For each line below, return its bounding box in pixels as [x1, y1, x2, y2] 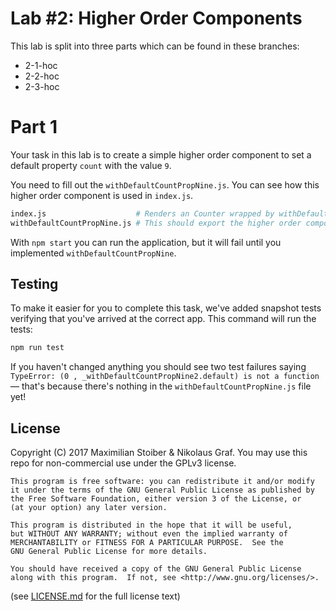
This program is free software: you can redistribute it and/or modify [10, 477, 315, 487]
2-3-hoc [24, 80, 60, 92]
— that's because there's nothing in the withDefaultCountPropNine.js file [10, 380, 312, 392]
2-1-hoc [24, 59, 58, 71]
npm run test [10, 343, 65, 353]
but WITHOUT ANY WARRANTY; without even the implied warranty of [10, 529, 288, 539]
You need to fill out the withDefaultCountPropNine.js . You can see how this [10, 178, 320, 191]
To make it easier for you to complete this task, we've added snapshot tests [10, 302, 322, 314]
